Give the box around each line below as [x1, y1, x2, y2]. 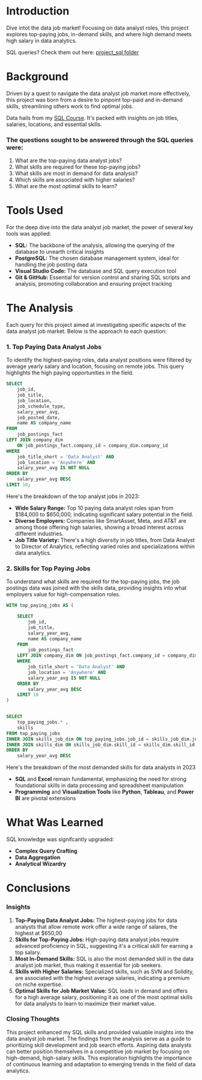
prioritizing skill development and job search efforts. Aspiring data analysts [6, 1041, 192, 1049]
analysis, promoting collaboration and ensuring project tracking [14, 280, 173, 288]
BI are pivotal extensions [14, 795, 76, 802]
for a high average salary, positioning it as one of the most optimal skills [14, 993, 193, 1000]
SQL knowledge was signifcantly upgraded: [6, 836, 114, 843]
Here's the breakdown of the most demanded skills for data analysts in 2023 [6, 764, 196, 771]
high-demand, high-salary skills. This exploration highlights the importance [6, 1054, 192, 1061]
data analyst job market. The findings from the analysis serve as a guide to [6, 1035, 191, 1042]
